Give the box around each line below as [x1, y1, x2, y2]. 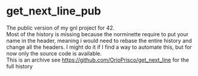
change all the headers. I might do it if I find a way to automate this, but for [6, 43, 193, 51]
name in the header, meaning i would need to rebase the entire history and [6, 37, 193, 44]
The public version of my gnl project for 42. [6, 24, 115, 31]
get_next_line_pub [6, 4, 101, 18]
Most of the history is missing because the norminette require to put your [6, 30, 189, 37]
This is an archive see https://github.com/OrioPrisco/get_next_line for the [6, 56, 190, 63]
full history [6, 62, 33, 70]
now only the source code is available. [6, 49, 102, 57]
